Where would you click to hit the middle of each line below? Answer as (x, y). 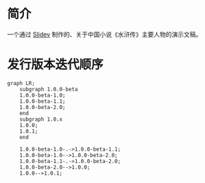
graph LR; (21, 83)
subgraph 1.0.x (41, 119)
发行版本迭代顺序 (56, 65)
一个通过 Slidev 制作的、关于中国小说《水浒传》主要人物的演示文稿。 (105, 34)
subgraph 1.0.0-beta (49, 89)
